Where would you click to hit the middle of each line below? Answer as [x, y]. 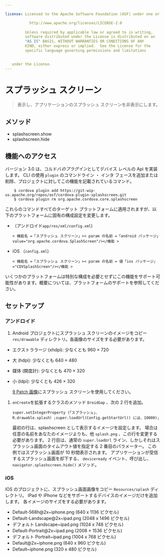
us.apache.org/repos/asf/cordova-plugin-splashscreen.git [66, 195]
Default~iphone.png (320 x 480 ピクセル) [54, 549]
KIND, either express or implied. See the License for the [88, 46]
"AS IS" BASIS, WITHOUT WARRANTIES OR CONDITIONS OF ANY [84, 42]
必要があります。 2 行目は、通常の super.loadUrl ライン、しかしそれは [84, 440]
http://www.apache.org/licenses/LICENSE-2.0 [76, 23]
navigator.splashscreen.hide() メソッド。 [56, 464]
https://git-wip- [78, 191]
